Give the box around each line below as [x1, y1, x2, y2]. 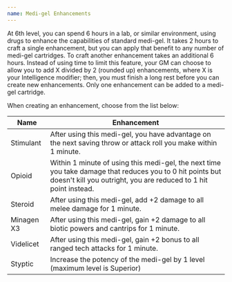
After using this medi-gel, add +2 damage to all [50, 195, 204, 205]
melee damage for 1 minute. [50, 203, 142, 213]
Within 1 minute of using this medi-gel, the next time [50, 158, 221, 167]
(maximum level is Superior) [50, 263, 142, 273]
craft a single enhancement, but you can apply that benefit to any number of [7, 44, 224, 52]
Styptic [10, 258, 34, 268]
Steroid [10, 199, 35, 209]
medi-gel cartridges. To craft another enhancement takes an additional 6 [7, 51, 214, 59]
